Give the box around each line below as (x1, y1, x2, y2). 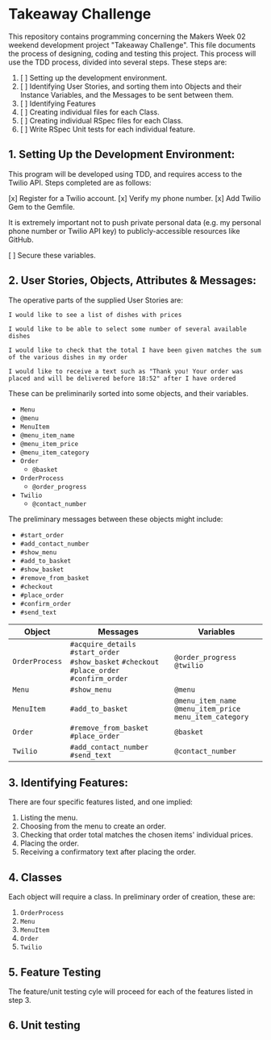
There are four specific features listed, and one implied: (8, 797, 194, 807)
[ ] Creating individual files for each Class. (19, 107, 160, 117)
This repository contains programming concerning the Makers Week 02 (8, 31, 246, 41)
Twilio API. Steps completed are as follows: (8, 178, 152, 187)
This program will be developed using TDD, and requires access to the (8, 169, 243, 178)
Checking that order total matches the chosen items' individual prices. (19, 830, 254, 840)
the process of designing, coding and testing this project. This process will (8, 48, 256, 58)
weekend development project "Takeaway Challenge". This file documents (8, 40, 256, 49)
